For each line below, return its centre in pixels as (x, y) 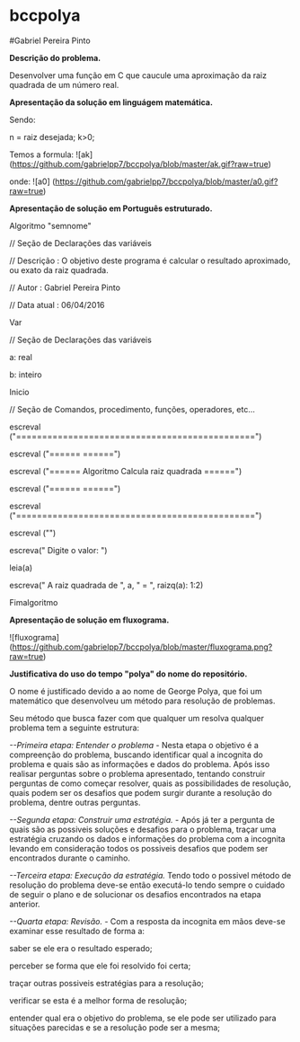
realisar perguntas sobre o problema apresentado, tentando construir (137, 773)
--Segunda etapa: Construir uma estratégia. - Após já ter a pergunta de (142, 819)
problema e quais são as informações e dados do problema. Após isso (140, 764)
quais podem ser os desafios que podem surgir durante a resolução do (141, 792)
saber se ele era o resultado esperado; (81, 948)
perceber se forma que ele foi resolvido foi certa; (100, 966)
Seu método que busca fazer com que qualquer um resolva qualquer (137, 718)
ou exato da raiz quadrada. (59, 269)
